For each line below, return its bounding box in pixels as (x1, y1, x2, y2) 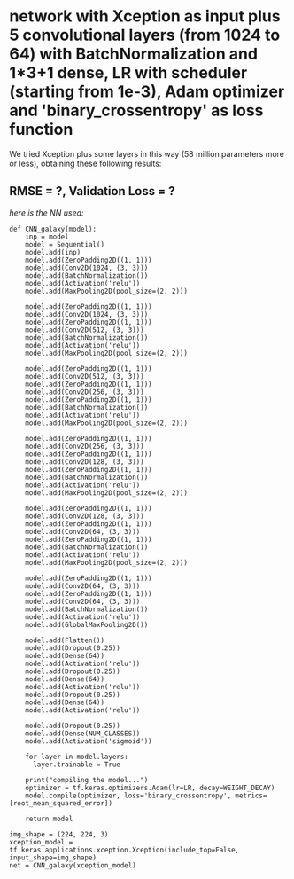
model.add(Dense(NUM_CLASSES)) (25, 729, 141, 738)
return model (25, 814, 73, 823)
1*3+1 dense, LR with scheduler (9, 63, 248, 83)
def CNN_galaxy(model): (9, 224, 97, 233)
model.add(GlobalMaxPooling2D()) (25, 620, 149, 629)
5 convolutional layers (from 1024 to (9, 25, 281, 45)
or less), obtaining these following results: (9, 158, 162, 169)
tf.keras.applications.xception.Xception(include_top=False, (9, 845, 240, 854)
